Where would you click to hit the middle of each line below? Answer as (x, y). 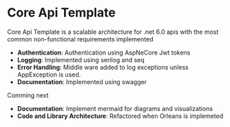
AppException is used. (49, 75)
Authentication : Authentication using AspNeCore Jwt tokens (104, 52)
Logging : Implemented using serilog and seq (81, 59)
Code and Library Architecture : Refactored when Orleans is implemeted (120, 116)
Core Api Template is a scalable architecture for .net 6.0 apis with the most (113, 32)
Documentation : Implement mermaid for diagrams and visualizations (115, 108)
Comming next (28, 95)
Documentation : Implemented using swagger (82, 81)
